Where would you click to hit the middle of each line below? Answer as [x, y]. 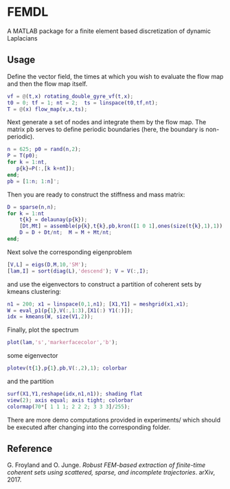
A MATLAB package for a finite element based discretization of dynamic [109, 31]
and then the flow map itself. [47, 84]
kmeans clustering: [34, 291]
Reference [30, 449]
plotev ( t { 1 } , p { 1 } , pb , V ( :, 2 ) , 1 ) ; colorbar [67, 368]
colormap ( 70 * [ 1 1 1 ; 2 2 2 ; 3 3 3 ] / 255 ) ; [69, 407]
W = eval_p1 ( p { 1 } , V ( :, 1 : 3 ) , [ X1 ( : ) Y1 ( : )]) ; [70, 310]
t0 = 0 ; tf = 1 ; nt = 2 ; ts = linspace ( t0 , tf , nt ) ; [83, 103]
